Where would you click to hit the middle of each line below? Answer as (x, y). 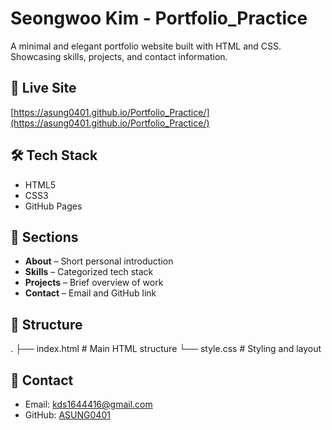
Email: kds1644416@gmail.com (88, 404)
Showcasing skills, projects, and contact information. (119, 56)
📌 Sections (44, 237)
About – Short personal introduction (99, 261)
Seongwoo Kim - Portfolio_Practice (159, 18)
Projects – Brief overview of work (94, 283)
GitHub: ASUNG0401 (67, 415)
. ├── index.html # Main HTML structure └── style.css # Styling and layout (166, 349)
